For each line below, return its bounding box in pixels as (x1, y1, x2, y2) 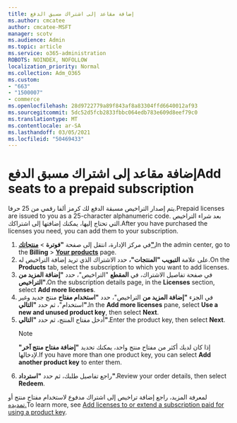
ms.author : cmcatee (8, 17, 66, 24)
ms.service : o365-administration (8, 50, 107, 57)
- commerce (8, 96, 40, 103)
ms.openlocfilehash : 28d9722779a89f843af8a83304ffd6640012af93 (8, 103, 198, 110)
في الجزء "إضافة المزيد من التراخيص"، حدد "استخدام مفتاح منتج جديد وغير (18, 293, 214, 301)
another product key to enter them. (18, 358, 123, 366)
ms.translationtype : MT (8, 115, 78, 122)
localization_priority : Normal (8, 63, 100, 70)
